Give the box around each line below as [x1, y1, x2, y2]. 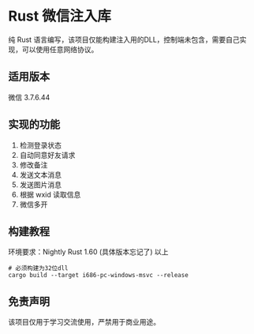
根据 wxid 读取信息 [19, 190, 81, 199]
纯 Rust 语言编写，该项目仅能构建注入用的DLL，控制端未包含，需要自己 [8, 35, 241, 44]
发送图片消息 [19, 179, 62, 190]
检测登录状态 [19, 140, 62, 150]
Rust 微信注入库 [8, 7, 112, 25]
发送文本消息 [19, 170, 62, 179]
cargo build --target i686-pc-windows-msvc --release [8, 272, 189, 280]
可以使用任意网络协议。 [21, 44, 99, 54]
